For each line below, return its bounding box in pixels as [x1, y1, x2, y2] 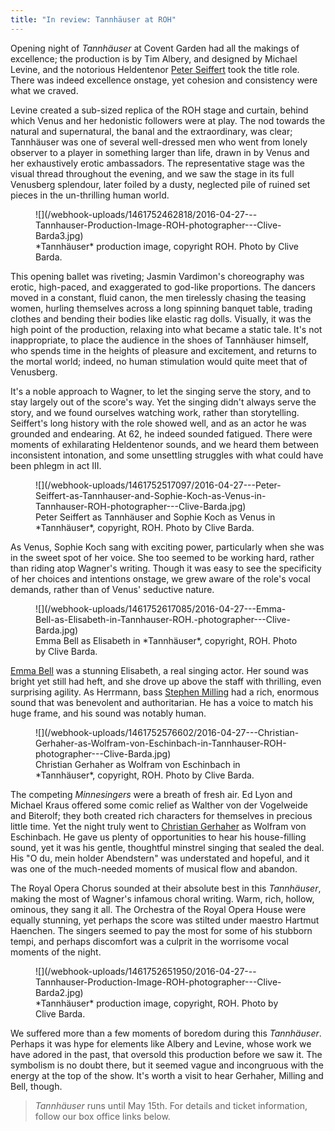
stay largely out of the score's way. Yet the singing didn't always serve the [10, 396, 317, 408]
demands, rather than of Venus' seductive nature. [10, 583, 215, 595]
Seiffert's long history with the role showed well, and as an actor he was [10, 417, 307, 429]
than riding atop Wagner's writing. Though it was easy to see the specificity [10, 562, 322, 574]
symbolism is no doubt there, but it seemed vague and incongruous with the [10, 1059, 325, 1071]
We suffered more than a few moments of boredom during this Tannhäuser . [10, 1027, 322, 1039]
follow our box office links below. [34, 1110, 171, 1122]
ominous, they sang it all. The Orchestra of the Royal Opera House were [10, 903, 307, 915]
